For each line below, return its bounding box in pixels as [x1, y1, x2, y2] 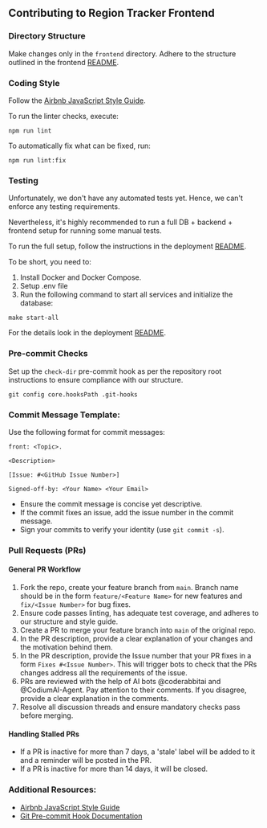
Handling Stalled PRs [8, 729, 80, 739]
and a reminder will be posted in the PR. [19, 756, 152, 765]
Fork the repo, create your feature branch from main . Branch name [19, 583, 239, 592]
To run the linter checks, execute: [8, 111, 119, 121]
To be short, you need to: [8, 257, 92, 267]
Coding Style [8, 77, 60, 88]
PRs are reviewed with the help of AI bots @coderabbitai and [19, 677, 221, 686]
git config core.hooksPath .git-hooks [8, 390, 138, 399]
